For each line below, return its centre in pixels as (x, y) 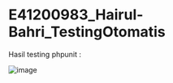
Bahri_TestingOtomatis (87, 32)
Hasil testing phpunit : (45, 54)
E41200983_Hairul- (76, 15)
